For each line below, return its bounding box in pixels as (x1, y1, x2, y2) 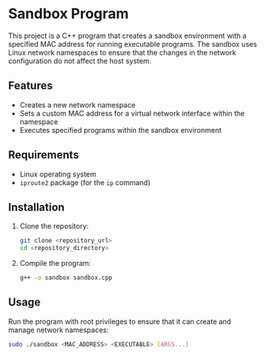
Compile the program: (19, 259, 92, 268)
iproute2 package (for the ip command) (19, 177, 151, 187)
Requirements (8, 148, 79, 162)
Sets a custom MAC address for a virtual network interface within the (19, 108, 245, 118)
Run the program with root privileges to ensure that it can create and (8, 316, 232, 326)
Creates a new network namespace (19, 100, 136, 109)
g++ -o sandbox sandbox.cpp (19, 274, 112, 282)
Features (8, 79, 53, 93)
